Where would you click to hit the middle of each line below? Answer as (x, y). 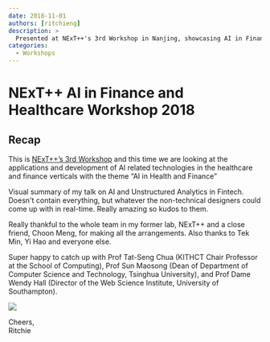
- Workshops (36, 53)
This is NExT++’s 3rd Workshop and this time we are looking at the (118, 159)
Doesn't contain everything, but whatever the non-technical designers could (135, 200)
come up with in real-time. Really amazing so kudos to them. (108, 209)
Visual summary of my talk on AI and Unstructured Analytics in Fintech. (126, 192)
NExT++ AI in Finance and (96, 93)
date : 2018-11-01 (37, 16)
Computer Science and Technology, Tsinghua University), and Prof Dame (129, 274)
